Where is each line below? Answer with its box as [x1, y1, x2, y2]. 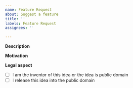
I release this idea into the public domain [12, 77, 95, 84]
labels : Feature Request [5, 21, 56, 26]
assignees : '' [5, 26, 35, 30]
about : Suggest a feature [5, 12, 58, 17]
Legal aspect [5, 62, 32, 68]
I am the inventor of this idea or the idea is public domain [12, 72, 129, 78]
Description [5, 43, 30, 49]
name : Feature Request [5, 7, 52, 12]
